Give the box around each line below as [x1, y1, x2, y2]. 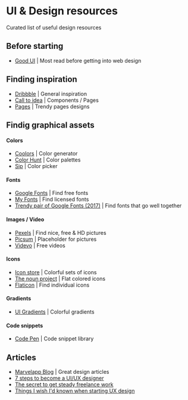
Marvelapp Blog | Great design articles [14, 368, 109, 375]
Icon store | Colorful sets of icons [14, 268, 97, 275]
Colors [6, 137, 23, 144]
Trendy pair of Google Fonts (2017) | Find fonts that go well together [14, 202, 182, 209]
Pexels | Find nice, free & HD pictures [14, 229, 106, 236]
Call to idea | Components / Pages [14, 97, 99, 104]
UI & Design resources [6, 4, 118, 18]
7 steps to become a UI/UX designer [14, 374, 104, 382]
